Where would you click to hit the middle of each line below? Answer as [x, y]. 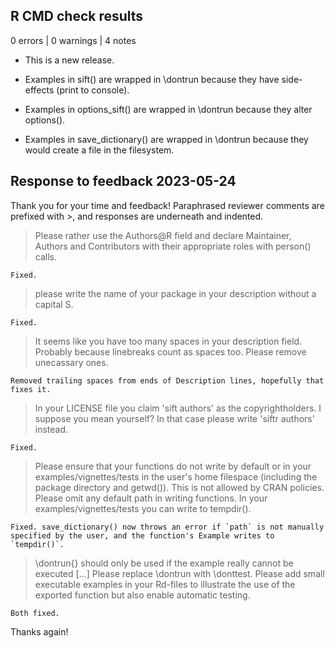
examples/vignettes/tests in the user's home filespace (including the [176, 476]
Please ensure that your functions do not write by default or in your [173, 466]
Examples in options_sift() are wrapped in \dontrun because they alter [168, 109]
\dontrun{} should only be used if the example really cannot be [164, 563]
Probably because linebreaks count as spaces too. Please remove [170, 351]
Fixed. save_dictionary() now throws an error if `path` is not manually [167, 527]
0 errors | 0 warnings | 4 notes [73, 40]
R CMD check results [77, 16]
